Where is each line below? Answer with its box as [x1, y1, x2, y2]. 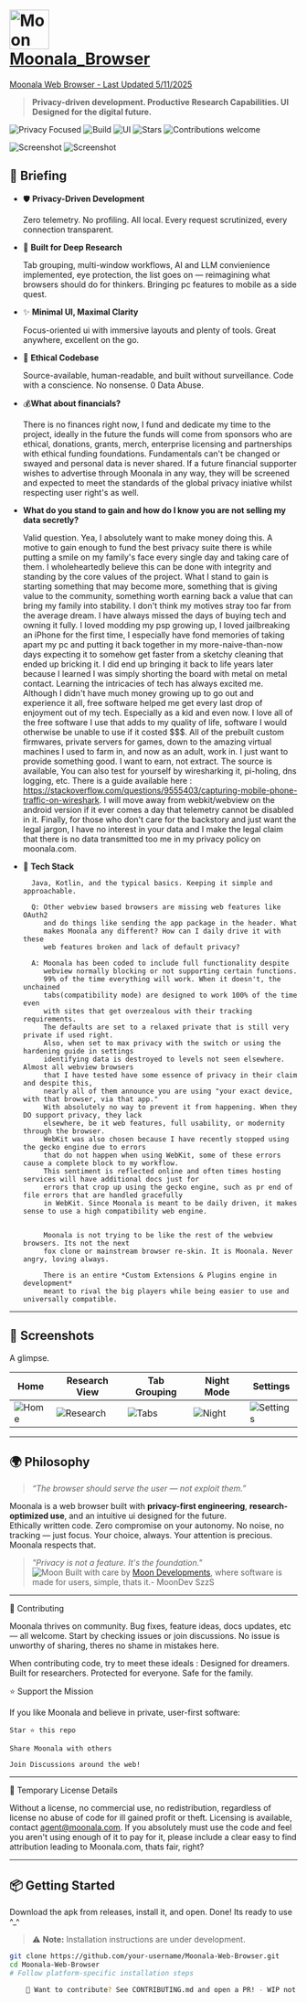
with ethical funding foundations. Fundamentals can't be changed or [22, 448, 281, 459]
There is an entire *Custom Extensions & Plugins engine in [43, 1270, 277, 1280]
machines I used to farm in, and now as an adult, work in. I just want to [22, 745, 289, 756]
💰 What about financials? [22, 398, 122, 409]
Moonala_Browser [9, 48, 151, 70]
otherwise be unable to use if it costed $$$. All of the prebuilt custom [22, 726, 285, 737]
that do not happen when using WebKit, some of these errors [43, 1151, 281, 1160]
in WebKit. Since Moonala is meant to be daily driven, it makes [43, 1198, 298, 1207]
